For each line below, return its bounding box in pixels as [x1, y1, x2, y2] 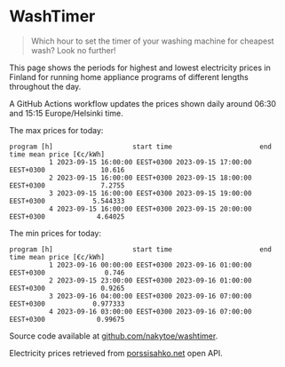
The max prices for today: [9, 124, 104, 135]
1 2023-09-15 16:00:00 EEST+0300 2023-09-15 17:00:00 [48, 157, 252, 166]
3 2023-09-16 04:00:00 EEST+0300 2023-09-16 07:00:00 [48, 291, 252, 300]
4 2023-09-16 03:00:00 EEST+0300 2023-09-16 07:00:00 [48, 307, 252, 316]
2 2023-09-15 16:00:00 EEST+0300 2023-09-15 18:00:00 [48, 173, 252, 182]
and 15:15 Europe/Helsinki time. [9, 108, 123, 118]
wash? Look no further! [30, 44, 117, 55]
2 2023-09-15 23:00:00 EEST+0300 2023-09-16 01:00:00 [48, 275, 252, 285]
